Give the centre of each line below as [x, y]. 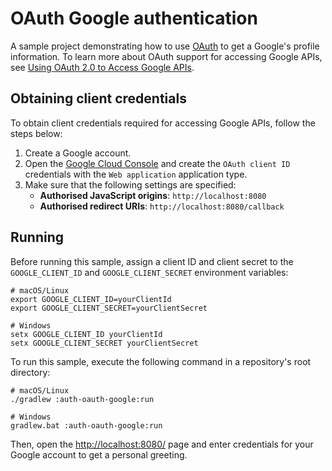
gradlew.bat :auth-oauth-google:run [86, 425]
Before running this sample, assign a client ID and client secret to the [152, 261]
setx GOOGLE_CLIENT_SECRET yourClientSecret [104, 343]
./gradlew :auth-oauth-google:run [82, 399]
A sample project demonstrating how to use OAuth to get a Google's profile [165, 46]
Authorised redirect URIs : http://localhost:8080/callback [162, 206]
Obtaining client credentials [98, 98]
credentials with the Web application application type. [136, 174]
